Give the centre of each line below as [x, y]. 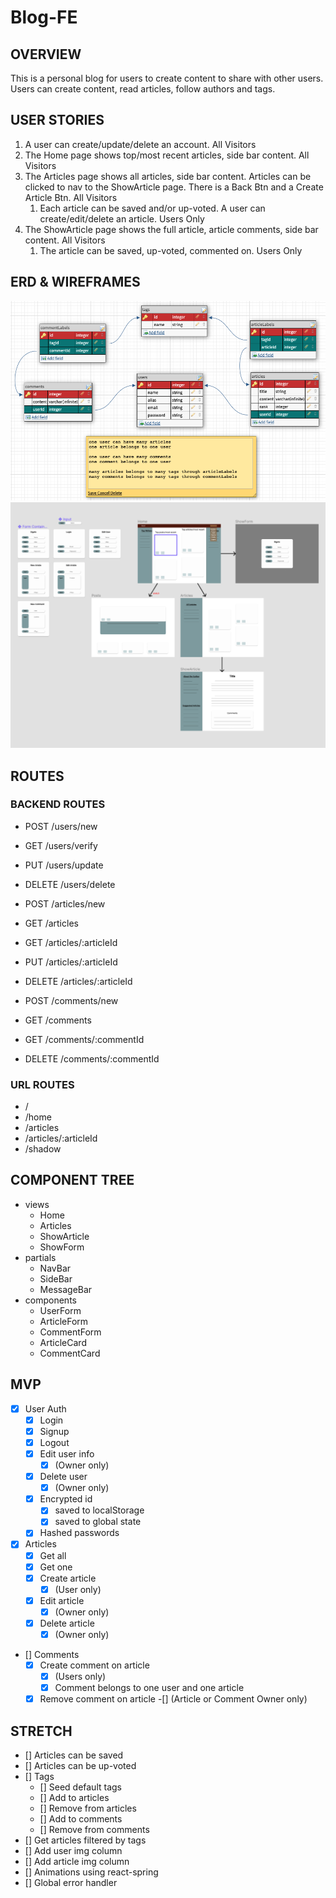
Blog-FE [44, 17]
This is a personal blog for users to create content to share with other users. [167, 78]
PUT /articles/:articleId [71, 962]
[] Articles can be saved [74, 1755]
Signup [54, 1431]
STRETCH [41, 1731]
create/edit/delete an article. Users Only [122, 218]
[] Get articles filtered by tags [85, 1840]
